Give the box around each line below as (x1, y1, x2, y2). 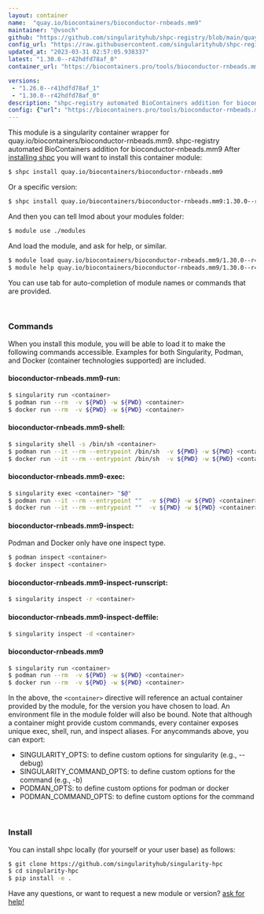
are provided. (8, 286, 52, 296)
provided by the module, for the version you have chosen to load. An (8, 702, 230, 711)
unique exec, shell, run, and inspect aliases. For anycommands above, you (8, 727, 249, 736)
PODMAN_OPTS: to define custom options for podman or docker (19, 783, 229, 793)
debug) (19, 758, 44, 768)
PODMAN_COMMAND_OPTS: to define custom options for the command (19, 792, 255, 802)
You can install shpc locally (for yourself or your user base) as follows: (8, 845, 236, 854)
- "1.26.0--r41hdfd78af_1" (11, 84, 101, 92)
